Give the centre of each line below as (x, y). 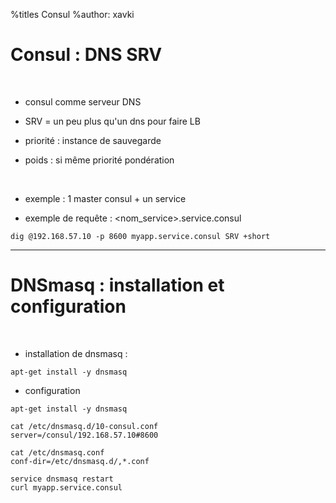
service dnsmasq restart (62, 479)
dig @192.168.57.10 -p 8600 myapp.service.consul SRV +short (140, 236)
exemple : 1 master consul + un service (105, 198)
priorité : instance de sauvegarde (93, 140)
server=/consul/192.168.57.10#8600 (84, 435)
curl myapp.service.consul (66, 487)
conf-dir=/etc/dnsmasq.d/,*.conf (80, 461)
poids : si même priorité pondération (99, 160)
